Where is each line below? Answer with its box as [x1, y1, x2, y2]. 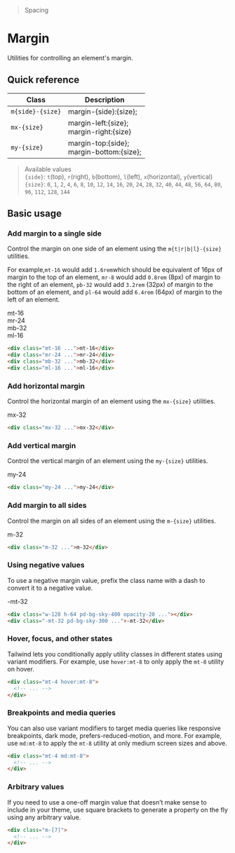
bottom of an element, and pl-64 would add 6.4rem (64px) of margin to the [7, 288, 222, 297]
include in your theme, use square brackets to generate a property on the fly [7, 805, 228, 814]
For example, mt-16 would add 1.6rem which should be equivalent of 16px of [7, 266, 223, 274]
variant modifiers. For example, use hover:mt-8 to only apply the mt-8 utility [7, 657, 224, 666]
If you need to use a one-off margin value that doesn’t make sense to [7, 798, 207, 806]
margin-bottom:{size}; [67, 147, 142, 156]
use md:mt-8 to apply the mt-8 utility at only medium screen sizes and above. [7, 739, 228, 747]
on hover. [7, 664, 35, 673]
